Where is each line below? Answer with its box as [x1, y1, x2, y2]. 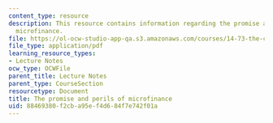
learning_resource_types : [8, 49, 96, 57]
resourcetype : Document [8, 87, 89, 95]
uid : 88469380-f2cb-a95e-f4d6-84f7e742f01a [8, 102, 158, 110]
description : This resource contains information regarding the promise [8, 19, 260, 28]
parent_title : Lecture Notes [8, 72, 107, 80]
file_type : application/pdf [8, 42, 104, 50]
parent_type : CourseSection [8, 79, 104, 87]
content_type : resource [8, 11, 89, 20]
